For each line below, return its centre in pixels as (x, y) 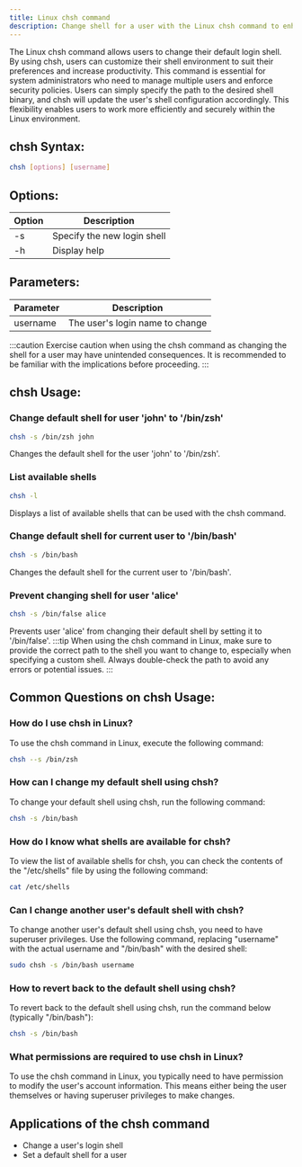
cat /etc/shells (40, 886)
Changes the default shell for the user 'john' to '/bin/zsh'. (115, 454)
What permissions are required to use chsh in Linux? (127, 1057)
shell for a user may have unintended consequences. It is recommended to (148, 354)
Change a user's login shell (73, 1145)
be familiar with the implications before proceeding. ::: (109, 364)
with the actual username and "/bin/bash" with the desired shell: (128, 949)
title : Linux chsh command (60, 18)
